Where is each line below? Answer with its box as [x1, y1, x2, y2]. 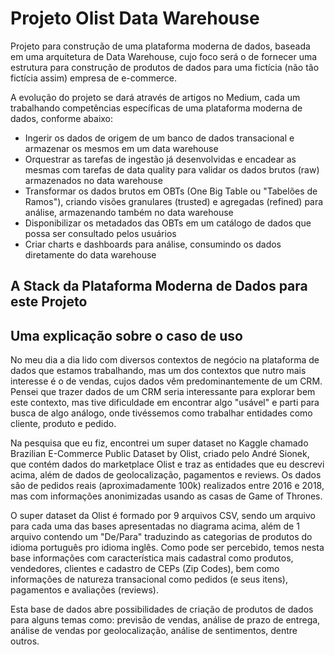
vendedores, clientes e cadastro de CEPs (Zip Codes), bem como [10, 563, 280, 575]
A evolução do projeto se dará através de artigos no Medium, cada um [10, 91, 301, 103]
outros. [10, 635, 40, 647]
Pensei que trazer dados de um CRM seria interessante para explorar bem [10, 386, 316, 398]
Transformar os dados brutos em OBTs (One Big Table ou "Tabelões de [24, 185, 318, 197]
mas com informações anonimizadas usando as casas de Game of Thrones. [10, 490, 323, 502]
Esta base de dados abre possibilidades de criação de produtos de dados [10, 603, 314, 616]
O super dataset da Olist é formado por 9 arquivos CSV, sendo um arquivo [10, 510, 316, 522]
